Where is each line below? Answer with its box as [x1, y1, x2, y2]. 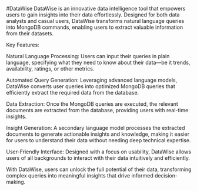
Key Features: [6, 41, 39, 48]
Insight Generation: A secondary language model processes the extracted [6, 125, 185, 131]
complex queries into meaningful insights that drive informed [6, 172, 154, 179]
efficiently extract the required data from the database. [6, 89, 139, 96]
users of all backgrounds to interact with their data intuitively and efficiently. [6, 155, 190, 161]
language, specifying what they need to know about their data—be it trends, [6, 59, 191, 66]
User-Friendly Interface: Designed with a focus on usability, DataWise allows [6, 148, 191, 155]
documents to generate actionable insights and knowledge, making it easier [6, 130, 190, 138]
